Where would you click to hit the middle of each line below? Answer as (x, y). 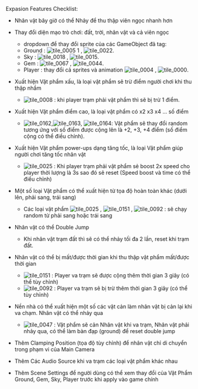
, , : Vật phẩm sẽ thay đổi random (120, 123)
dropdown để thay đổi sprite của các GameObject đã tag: (95, 44)
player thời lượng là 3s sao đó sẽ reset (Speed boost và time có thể (107, 173)
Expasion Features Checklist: (42, 9)
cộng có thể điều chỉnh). (54, 136)
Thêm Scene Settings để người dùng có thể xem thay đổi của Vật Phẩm (103, 373)
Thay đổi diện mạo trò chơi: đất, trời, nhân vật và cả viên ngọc (92, 32)
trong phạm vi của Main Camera (54, 349)
